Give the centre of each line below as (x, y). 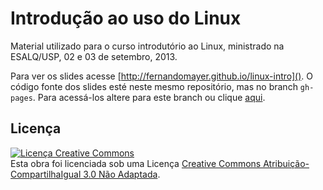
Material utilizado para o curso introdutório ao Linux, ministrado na (147, 46)
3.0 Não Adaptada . (122, 174)
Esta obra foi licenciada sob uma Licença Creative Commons (136, 163)
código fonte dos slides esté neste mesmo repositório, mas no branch (154, 86)
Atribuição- (286, 163)
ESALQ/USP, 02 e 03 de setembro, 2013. (94, 56)
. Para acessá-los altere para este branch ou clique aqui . (149, 97)
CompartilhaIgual (46, 174)
